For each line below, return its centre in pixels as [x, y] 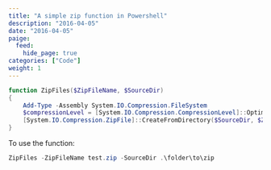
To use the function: [42, 143]
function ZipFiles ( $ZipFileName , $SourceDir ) [86, 90]
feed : [25, 46]
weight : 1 [25, 68]
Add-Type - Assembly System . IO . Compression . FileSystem [115, 106]
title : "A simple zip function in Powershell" [88, 16]
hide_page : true [50, 53]
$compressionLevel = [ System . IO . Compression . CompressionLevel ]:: [135, 113]
